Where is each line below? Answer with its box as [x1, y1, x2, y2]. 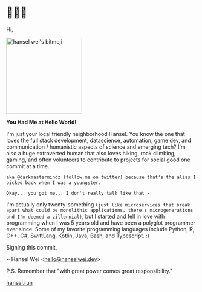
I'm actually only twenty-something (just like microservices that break [6, 200, 191, 208]
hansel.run [6, 279, 33, 286]
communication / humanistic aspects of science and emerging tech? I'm [6, 143, 186, 151]
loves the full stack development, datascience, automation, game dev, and [6, 137, 192, 144]
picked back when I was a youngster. [6, 179, 102, 186]
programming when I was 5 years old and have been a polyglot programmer [6, 219, 195, 226]
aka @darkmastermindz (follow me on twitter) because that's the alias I [6, 174, 197, 180]
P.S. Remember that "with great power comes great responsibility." [6, 267, 173, 274]
